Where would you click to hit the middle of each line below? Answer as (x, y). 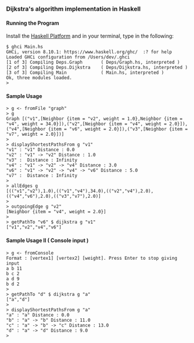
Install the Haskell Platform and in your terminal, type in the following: (90, 36)
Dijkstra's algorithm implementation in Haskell (73, 9)
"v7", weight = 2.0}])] (35, 135)
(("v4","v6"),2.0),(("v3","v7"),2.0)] (53, 197)
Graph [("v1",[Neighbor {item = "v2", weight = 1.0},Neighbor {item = (94, 119)
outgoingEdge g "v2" (36, 207)
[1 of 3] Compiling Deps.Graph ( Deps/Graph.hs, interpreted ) (93, 63)
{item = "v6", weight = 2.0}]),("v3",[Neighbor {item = (118, 129)
